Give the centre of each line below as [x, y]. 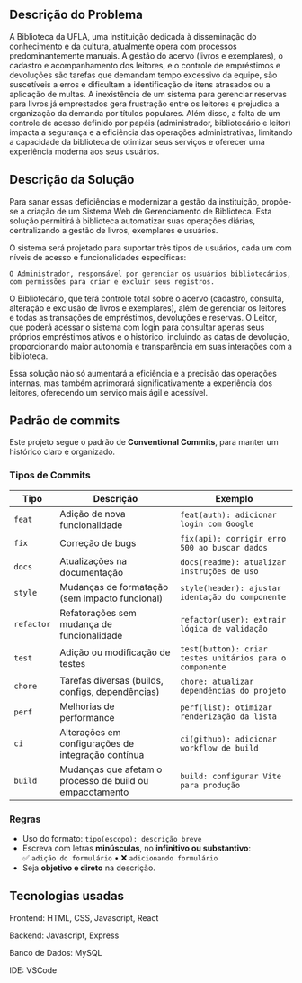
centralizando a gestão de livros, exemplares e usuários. [114, 230]
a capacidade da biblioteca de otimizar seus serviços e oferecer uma [137, 141]
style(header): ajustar [230, 588]
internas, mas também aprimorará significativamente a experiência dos [141, 383]
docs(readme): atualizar [233, 562]
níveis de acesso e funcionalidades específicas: [98, 257]
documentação [92, 572]
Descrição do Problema [76, 15]
